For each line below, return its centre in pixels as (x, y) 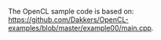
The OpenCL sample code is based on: (71, 11)
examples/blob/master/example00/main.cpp (80, 28)
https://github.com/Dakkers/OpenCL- (68, 20)
